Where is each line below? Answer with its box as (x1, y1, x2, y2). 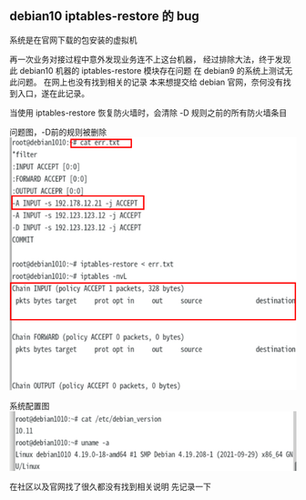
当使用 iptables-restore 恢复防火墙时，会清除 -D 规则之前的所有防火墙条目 (9, 107, 288, 118)
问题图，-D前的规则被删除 (9, 126, 107, 137)
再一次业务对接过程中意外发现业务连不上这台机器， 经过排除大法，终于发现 (9, 54, 291, 65)
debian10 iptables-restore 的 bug (9, 8, 199, 25)
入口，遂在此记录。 (16, 87, 89, 98)
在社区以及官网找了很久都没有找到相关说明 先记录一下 (9, 481, 211, 493)
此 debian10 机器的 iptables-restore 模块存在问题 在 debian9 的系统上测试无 (9, 65, 293, 75)
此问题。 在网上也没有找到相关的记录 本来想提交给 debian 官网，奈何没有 (9, 76, 284, 87)
